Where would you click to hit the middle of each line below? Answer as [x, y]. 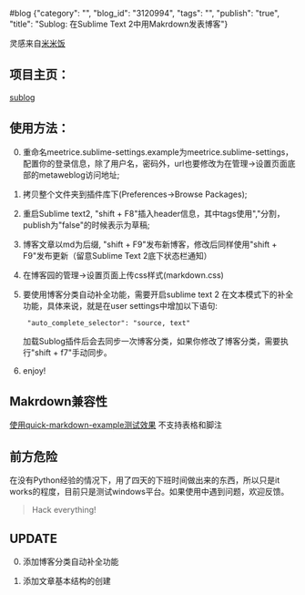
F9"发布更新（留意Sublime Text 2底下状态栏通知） [117, 255]
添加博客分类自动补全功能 [71, 562]
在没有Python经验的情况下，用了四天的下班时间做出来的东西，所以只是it [145, 480]
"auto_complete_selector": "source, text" [109, 323]
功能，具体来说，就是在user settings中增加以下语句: [120, 305]
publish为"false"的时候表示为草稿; [86, 225]
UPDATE [33, 538]
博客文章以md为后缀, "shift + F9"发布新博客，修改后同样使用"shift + [150, 244]
